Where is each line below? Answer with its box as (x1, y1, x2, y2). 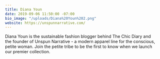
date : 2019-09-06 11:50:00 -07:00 (5, 12, 75, 16)
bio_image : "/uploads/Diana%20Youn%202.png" (5, 16, 96, 21)
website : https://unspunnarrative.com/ (5, 20, 86, 25)
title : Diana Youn (5, 7, 42, 12)
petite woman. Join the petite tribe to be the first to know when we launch (5, 44, 153, 49)
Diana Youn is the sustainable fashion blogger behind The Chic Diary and (5, 34, 151, 39)
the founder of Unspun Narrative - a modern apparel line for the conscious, (5, 39, 155, 45)
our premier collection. (5, 49, 50, 55)
